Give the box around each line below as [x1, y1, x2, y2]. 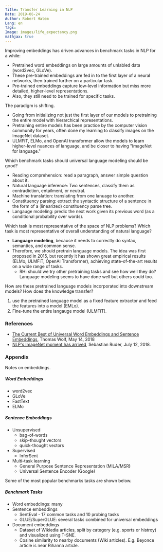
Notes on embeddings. [5, 365, 51, 371]
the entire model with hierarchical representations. [12, 117, 113, 123]
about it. [12, 177, 29, 183]
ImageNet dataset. [12, 132, 50, 139]
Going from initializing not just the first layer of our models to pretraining [12, 112, 157, 118]
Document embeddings [12, 522, 59, 528]
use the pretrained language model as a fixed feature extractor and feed [12, 298, 157, 303]
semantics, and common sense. [12, 243, 76, 249]
